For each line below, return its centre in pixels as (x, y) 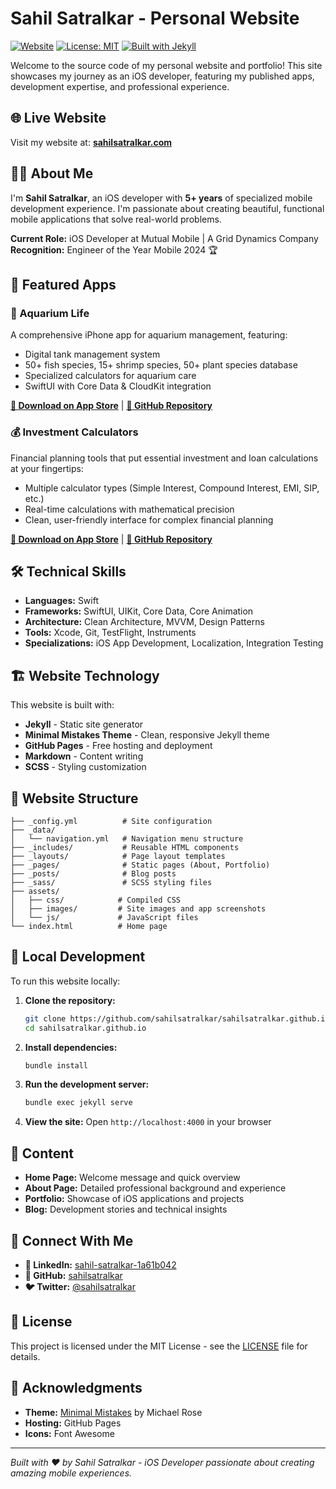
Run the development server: (87, 1084)
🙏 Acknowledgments (76, 1388)
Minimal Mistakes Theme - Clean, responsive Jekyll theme (147, 735)
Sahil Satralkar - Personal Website (155, 18)
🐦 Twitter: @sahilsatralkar (80, 1286)
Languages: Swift (62, 601)
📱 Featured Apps (63, 284)
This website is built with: (62, 705)
